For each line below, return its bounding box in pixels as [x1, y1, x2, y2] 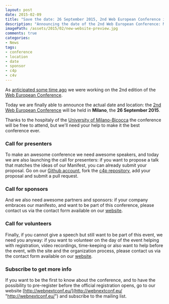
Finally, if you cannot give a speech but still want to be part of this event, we [5, 232, 163, 238]
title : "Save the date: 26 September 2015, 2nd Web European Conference [5, 17, 161, 22]
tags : [5, 45, 17, 50]
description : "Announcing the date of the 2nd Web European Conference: [5, 21, 161, 27]
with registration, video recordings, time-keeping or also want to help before [5, 242, 163, 248]
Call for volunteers [5, 220, 52, 227]
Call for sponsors [5, 186, 48, 193]
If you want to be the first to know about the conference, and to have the [5, 277, 156, 283]
